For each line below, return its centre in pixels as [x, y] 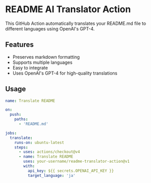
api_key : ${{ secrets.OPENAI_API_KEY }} [71, 171]
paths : [21, 119]
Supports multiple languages [42, 62]
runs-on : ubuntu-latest [39, 142]
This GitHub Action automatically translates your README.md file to [76, 23]
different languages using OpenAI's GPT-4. [50, 28]
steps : [21, 147]
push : [16, 115]
